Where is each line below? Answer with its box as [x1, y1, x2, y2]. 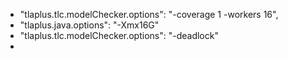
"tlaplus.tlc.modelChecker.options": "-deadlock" [19, 30, 219, 41]
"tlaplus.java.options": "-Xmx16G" [19, 19, 160, 31]
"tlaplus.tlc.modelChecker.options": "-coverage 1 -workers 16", [19, 9, 279, 20]
